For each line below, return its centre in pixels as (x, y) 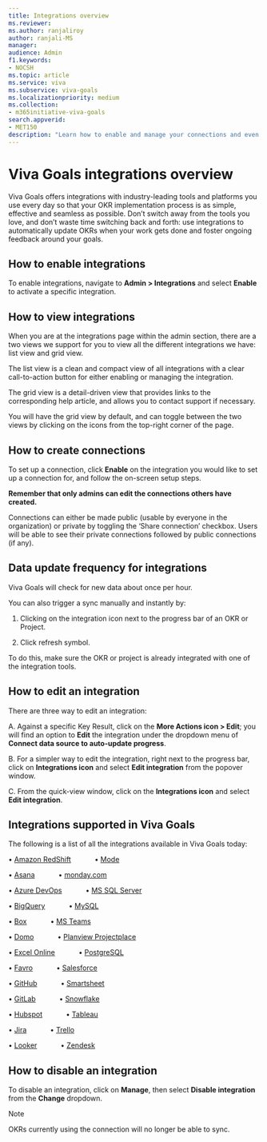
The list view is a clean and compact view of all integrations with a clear (127, 369)
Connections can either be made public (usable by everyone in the (118, 517)
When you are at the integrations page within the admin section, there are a (132, 336)
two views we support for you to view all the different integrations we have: (132, 345)
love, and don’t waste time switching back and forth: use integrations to (126, 222)
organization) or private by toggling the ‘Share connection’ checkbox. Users (133, 526)
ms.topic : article (39, 75)
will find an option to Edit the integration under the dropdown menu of (123, 735)
